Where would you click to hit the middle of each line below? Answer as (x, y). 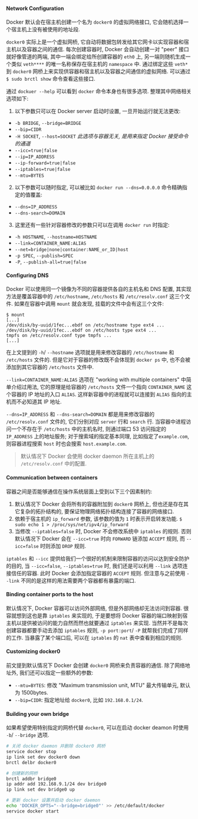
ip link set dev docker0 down (43, 757)
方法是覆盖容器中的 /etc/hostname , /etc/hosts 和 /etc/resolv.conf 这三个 (95, 296)
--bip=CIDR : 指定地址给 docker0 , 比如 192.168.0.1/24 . (79, 700)
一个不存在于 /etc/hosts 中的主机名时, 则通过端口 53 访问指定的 (89, 429)
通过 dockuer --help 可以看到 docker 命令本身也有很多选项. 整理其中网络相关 (99, 91)
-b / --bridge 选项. (28, 735)
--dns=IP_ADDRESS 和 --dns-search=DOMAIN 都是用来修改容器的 (80, 414)
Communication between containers (52, 478)
